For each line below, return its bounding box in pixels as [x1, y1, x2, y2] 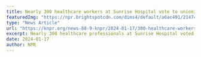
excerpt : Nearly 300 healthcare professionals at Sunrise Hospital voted [6, 31, 194, 37]
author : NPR [6, 42, 36, 48]
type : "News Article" [6, 20, 60, 26]
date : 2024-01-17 [6, 36, 50, 42]
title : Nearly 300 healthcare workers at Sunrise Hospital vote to [6, 8, 178, 15]
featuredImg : [6, 14, 39, 20]
